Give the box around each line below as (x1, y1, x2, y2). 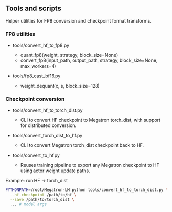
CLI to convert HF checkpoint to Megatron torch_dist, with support (20, 117, 160, 123)
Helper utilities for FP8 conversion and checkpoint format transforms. (5, 17, 152, 24)
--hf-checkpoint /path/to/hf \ (10, 192, 77, 198)
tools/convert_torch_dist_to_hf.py (12, 133, 83, 139)
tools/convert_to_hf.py (12, 152, 60, 158)
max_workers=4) (20, 63, 56, 69)
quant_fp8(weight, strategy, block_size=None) (20, 52, 118, 58)
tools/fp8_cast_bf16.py (12, 73, 61, 79)
